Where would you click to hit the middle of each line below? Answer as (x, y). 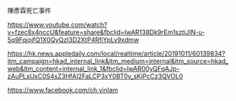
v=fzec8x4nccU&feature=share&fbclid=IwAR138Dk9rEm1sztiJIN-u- (106, 32)
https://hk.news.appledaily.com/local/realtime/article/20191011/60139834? (117, 53)
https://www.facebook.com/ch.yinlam (63, 90)
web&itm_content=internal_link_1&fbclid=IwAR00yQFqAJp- (93, 69)
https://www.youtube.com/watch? (57, 25)
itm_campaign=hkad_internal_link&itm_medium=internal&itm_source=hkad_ (118, 61)
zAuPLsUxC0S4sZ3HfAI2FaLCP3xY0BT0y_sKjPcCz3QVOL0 (95, 76)
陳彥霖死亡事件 (29, 10)
